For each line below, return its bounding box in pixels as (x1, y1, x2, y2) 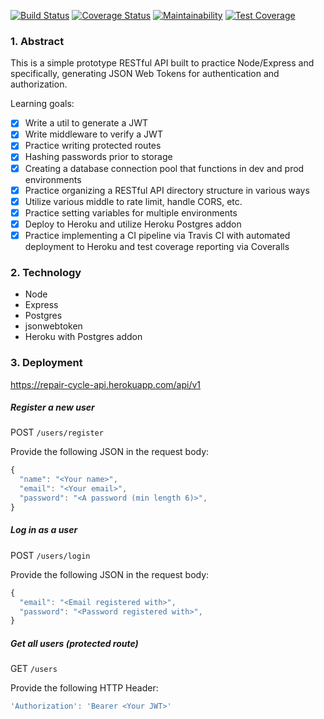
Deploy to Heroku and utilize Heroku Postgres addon (24, 218, 242, 230)
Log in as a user (10, 524, 78, 536)
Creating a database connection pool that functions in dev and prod (24, 162, 305, 174)
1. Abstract (10, 34, 65, 48)
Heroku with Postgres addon (24, 331, 143, 343)
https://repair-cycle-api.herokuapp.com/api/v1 (10, 378, 202, 390)
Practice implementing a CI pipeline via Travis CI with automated (24, 229, 291, 241)
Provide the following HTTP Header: (10, 682, 159, 694)
